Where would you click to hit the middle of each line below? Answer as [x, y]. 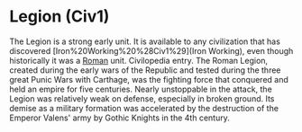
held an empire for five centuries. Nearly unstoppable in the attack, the [141, 89]
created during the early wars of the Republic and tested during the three [145, 70]
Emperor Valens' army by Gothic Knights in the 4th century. [119, 118]
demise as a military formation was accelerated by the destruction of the [144, 108]
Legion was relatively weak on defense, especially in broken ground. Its [142, 98]
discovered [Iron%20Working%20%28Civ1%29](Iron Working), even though [151, 50]
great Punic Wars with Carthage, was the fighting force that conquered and [149, 79]
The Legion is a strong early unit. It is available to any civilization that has [145, 41]
